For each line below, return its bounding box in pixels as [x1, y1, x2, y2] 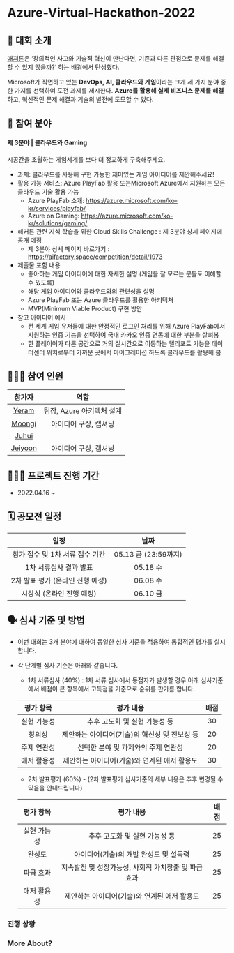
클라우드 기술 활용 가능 [17, 187, 79, 196]
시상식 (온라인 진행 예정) [21, 589, 97, 599]
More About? [7, 938, 53, 948]
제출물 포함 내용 [17, 260, 61, 269]
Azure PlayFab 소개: [27, 196, 85, 204]
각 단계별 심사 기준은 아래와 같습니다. [17, 661, 118, 669]
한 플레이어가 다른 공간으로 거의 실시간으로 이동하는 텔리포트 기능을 [27, 339, 210, 347]
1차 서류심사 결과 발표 [24, 563, 93, 573]
